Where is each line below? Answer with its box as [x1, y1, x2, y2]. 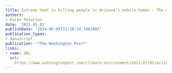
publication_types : [5, 31, 47, 36]
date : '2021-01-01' [5, 22, 47, 27]
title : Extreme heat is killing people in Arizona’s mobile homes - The [5, 7, 164, 13]
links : [5, 46, 19, 51]
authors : [5, 12, 24, 17]
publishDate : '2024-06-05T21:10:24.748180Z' [5, 27, 102, 32]
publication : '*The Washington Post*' [5, 41, 88, 46]
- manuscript [5, 36, 33, 42]
